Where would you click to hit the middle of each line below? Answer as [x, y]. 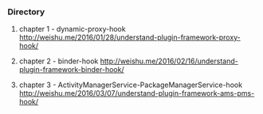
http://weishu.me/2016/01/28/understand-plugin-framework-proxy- [130, 37]
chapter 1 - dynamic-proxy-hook [72, 29]
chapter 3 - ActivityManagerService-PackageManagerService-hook [131, 85]
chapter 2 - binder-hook [59, 61]
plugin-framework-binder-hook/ [71, 70]
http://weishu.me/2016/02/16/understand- [169, 61]
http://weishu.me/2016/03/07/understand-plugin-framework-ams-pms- [137, 93]
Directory [26, 12]
